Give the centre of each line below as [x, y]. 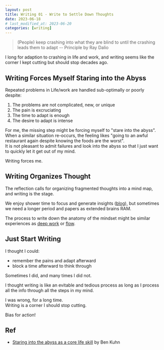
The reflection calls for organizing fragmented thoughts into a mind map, [79, 188]
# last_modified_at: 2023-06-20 [38, 24]
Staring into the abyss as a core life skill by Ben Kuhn [66, 342]
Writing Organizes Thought [48, 176]
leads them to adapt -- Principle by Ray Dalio [63, 48]
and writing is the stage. [30, 193]
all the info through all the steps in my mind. [50, 290]
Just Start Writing [33, 239]
